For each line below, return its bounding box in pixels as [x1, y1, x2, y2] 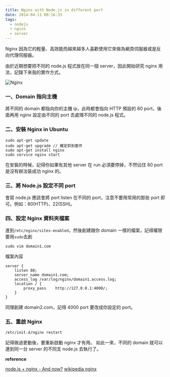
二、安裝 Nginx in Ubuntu [5, 126, 69, 133]
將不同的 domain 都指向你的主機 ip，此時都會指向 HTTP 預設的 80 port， [5, 105, 157, 112]
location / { [14, 281, 42, 286]
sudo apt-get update [5, 138, 49, 143]
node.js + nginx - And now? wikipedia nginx [5, 366, 97, 372]
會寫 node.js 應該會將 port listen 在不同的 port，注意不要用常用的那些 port [5, 194, 160, 200]
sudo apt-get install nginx [5, 148, 65, 153]
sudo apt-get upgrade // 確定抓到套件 [5, 143, 83, 148]
